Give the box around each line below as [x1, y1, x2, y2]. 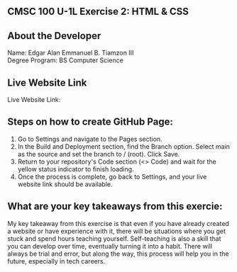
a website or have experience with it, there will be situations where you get [7, 227, 226, 235]
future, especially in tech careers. [7, 256, 106, 265]
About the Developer [7, 30, 101, 42]
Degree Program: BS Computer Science [7, 56, 124, 64]
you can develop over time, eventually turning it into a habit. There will [7, 242, 213, 250]
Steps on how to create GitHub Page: [7, 116, 174, 128]
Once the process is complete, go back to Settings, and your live [17, 172, 207, 181]
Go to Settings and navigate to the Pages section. [17, 135, 162, 143]
